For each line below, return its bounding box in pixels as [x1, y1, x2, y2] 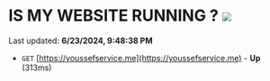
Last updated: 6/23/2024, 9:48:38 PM [8, 35, 153, 46]
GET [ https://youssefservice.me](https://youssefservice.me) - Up [21, 52, 261, 63]
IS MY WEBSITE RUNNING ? [8, 5, 220, 26]
